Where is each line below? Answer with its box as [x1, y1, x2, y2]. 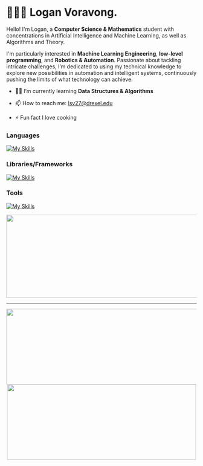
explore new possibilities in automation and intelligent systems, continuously [6, 69, 197, 76]
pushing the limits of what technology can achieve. [6, 76, 133, 83]
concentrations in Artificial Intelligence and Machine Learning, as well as [6, 31, 187, 39]
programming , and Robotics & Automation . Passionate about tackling [6, 56, 181, 63]
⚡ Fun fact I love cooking [14, 114, 77, 121]
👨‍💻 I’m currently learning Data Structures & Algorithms [14, 87, 153, 94]
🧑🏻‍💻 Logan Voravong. [6, 5, 118, 19]
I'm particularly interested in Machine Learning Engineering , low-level [6, 50, 183, 57]
